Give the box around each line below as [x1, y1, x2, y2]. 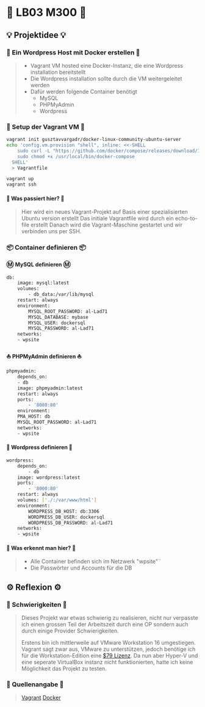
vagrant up [6, 176, 34, 182]
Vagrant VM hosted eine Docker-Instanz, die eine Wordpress [30, 62, 183, 69]
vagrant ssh [6, 181, 37, 188]
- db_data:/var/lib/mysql [28, 291, 95, 298]
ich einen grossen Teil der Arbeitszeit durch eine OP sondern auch [21, 621, 189, 628]
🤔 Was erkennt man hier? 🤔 [6, 544, 76, 551]
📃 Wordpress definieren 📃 [6, 444, 73, 451]
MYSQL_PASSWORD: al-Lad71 [28, 325, 95, 332]
